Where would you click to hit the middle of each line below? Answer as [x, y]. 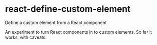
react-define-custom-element [68, 9]
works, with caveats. [26, 37]
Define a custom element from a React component [56, 22]
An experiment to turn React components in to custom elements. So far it [78, 32]
